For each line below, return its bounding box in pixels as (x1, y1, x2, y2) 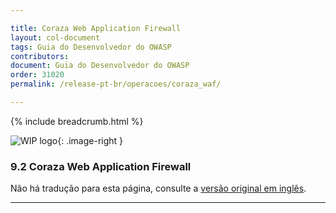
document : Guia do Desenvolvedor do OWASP (10, 61, 190, 71)
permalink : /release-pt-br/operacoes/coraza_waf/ (10, 79, 222, 90)
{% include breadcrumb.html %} (10, 115, 144, 127)
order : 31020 (10, 70, 65, 80)
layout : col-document (10, 32, 101, 43)
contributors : (10, 51, 70, 61)
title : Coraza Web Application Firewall (10, 23, 182, 33)
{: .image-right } (57, 134, 124, 146)
